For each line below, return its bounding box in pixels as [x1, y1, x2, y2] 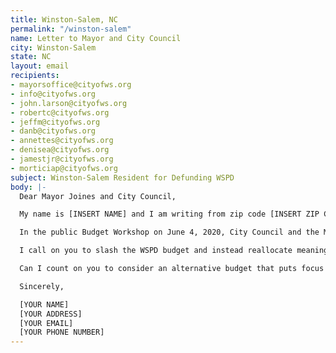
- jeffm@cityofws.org [10, 117, 101, 127]
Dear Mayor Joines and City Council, [19, 191, 177, 201]
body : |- [10, 182, 47, 192]
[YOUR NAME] [19, 299, 70, 310]
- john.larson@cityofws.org [10, 98, 128, 108]
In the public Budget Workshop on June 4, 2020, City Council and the [19, 227, 320, 238]
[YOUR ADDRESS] [19, 309, 83, 319]
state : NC [10, 52, 52, 62]
